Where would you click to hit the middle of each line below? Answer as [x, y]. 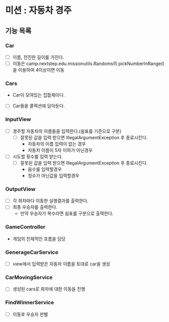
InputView [18, 119]
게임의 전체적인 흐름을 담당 [39, 239]
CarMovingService [29, 277]
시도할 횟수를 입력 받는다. [38, 156]
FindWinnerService [30, 303]
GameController [25, 227]
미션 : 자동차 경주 [38, 10]
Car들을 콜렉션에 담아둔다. [38, 106]
